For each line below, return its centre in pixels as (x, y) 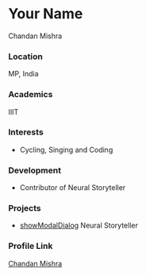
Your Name (46, 14)
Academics (31, 95)
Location (26, 56)
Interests (26, 132)
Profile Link (31, 246)
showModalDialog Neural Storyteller (79, 225)
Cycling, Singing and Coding (66, 150)
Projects (25, 208)
